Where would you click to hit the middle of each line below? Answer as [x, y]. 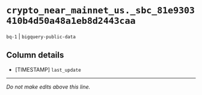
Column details [35, 55]
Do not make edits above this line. [48, 87]
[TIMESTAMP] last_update [48, 69]
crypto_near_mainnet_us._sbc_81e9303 [101, 10]
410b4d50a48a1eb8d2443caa [71, 21]
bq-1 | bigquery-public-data [41, 36]
